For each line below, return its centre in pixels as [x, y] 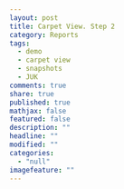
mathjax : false [38, 111]
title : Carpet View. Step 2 [62, 26]
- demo [30, 52]
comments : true [38, 85]
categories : [32, 153]
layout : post [34, 18]
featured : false [40, 119]
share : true [32, 94]
